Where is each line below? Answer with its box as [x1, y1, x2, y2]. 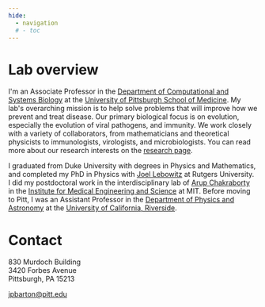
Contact [8, 231, 62, 249]
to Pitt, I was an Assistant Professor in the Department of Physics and [8, 195, 235, 205]
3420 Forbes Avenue [8, 266, 77, 275]
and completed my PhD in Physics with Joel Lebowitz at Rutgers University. [8, 170, 255, 179]
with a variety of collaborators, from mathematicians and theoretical [8, 129, 229, 139]
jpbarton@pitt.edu [8, 290, 67, 299]
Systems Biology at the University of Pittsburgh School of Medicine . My [8, 95, 241, 105]
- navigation [15, 19, 59, 27]
